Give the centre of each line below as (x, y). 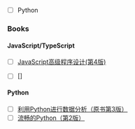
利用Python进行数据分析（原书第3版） (72, 109)
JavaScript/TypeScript (41, 46)
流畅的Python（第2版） (51, 118)
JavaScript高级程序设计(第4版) (62, 62)
